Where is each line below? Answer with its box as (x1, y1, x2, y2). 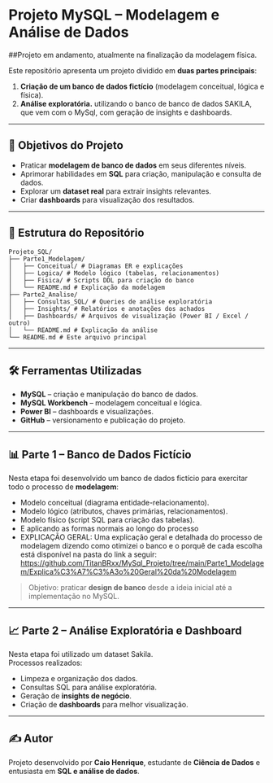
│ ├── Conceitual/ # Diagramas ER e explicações (8, 262, 184, 270)
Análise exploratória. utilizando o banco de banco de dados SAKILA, (19, 98, 253, 108)
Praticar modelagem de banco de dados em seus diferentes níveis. (19, 160, 246, 170)
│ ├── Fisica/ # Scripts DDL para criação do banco (8, 276, 195, 284)
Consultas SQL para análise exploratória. (19, 682, 157, 692)
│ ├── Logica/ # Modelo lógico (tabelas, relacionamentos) (8, 269, 220, 278)
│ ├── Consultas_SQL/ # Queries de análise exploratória (8, 297, 213, 306)
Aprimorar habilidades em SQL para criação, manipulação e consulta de (19, 168, 262, 178)
